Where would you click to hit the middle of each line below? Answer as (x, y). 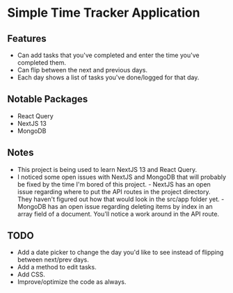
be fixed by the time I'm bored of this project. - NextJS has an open (114, 184)
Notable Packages (48, 99)
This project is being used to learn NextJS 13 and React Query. (107, 169)
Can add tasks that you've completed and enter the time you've (108, 55)
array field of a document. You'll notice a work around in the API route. (118, 214)
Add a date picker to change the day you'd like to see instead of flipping (120, 253)
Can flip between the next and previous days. (82, 70)
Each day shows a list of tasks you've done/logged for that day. (108, 77)
